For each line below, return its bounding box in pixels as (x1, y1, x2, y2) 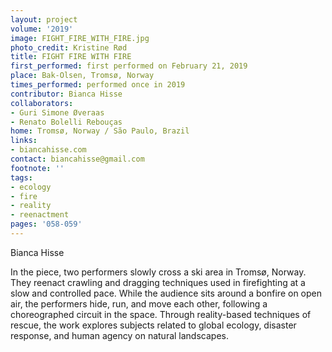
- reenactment (10, 210, 70, 220)
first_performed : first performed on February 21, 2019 (10, 61, 248, 71)
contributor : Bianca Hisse (10, 89, 123, 99)
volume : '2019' (10, 24, 74, 34)
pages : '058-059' (10, 219, 83, 230)
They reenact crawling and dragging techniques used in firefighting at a (10, 276, 306, 288)
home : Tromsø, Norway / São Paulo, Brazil (10, 126, 190, 136)
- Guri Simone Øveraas (10, 107, 105, 118)
